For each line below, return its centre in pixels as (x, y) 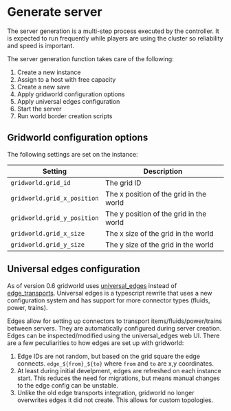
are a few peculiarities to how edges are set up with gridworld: (96, 343)
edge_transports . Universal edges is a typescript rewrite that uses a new (110, 293)
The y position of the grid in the (156, 214)
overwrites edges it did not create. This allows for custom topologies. (115, 400)
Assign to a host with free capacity (66, 79)
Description (163, 171)
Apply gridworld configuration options (71, 94)
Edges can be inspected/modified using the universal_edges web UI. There (113, 335)
